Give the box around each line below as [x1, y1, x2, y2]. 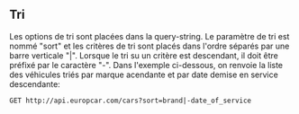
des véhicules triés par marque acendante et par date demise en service [9, 69, 279, 80]
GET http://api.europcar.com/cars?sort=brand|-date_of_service [9, 96, 252, 105]
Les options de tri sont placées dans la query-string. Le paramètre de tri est [9, 31, 290, 41]
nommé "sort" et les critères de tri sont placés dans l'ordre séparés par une [9, 40, 290, 51]
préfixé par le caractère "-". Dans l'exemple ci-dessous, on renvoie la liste [9, 59, 284, 70]
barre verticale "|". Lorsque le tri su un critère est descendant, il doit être [9, 49, 279, 61]
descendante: [9, 78, 60, 89]
